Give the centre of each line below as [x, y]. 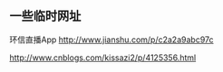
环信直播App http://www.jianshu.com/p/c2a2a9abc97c [111, 40]
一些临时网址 [45, 16]
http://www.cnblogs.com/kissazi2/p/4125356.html [103, 58]
